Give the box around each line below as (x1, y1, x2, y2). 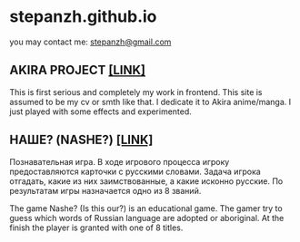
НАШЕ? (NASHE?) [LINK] (9, 132, 154, 148)
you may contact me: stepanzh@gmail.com (9, 36, 172, 47)
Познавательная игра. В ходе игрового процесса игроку (9, 156, 230, 167)
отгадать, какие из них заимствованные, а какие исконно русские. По (9, 175, 284, 187)
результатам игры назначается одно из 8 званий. (9, 185, 202, 196)
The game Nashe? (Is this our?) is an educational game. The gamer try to (9, 202, 284, 214)
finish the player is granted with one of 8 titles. (9, 222, 184, 233)
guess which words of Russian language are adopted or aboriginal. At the (9, 212, 285, 223)
